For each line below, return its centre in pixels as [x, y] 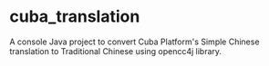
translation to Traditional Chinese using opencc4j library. [115, 51]
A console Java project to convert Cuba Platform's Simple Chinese [134, 42]
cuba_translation [75, 17]
